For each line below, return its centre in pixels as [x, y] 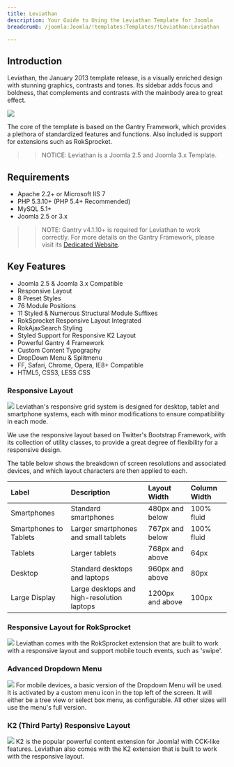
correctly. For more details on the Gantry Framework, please [128, 237]
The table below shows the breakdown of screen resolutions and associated [117, 463]
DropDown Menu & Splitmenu [60, 358]
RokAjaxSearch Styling [50, 328]
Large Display [33, 598]
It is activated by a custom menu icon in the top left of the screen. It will [110, 692]
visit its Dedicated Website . [80, 244]
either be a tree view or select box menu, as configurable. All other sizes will [117, 700]
